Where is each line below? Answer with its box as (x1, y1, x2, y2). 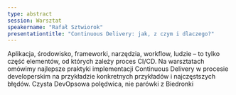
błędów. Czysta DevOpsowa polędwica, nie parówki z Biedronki (7, 79, 194, 89)
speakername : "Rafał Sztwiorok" (7, 23, 103, 30)
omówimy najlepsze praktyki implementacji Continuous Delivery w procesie (7, 65, 229, 73)
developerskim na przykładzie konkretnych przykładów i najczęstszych (7, 72, 216, 81)
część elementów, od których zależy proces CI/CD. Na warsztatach (7, 57, 205, 66)
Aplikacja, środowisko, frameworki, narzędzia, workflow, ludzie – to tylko (7, 50, 220, 58)
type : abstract (7, 10, 53, 18)
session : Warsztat (7, 17, 62, 24)
